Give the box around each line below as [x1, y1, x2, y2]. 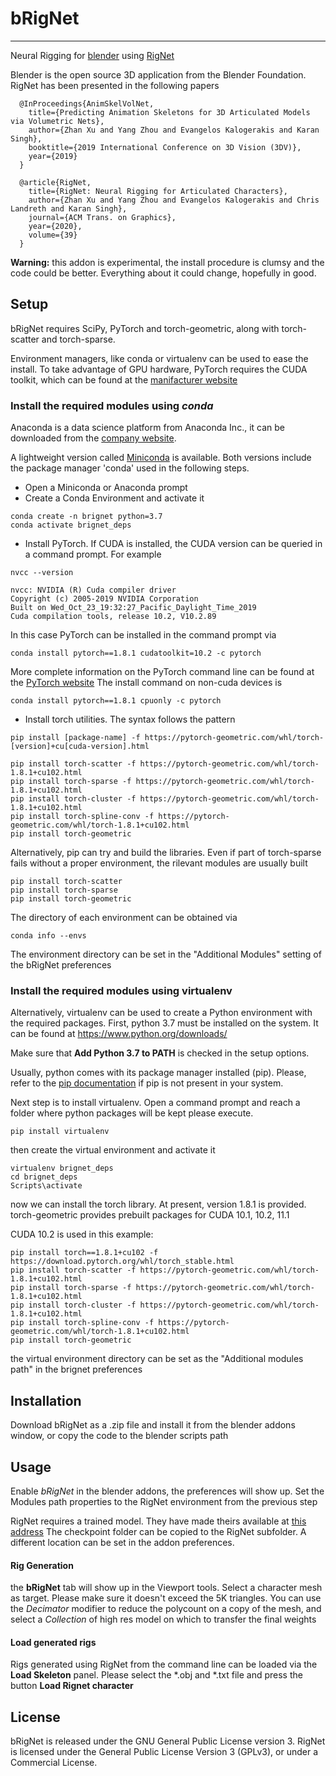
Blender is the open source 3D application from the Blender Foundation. [10, 68, 307, 81]
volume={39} [28, 230, 78, 240]
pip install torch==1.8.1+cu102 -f [10, 1248, 159, 1258]
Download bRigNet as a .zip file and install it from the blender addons [10, 1419, 296, 1431]
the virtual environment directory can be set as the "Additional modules [10, 1353, 304, 1365]
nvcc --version [10, 568, 74, 578]
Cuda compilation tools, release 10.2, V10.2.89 [10, 612, 217, 622]
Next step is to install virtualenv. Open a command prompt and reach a [10, 1097, 301, 1109]
